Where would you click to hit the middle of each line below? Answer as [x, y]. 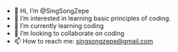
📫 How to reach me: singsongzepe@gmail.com [83, 41]
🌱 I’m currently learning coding [59, 26]
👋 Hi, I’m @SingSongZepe [52, 11]
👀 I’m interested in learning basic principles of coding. [92, 18]
